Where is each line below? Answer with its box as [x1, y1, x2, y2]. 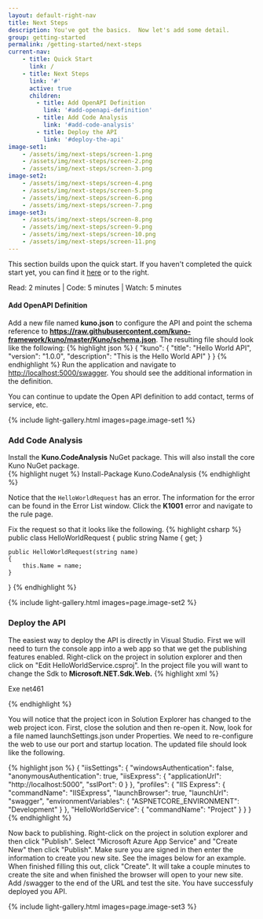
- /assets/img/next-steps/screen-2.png [22, 158, 153, 166]
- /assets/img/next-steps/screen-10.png [22, 231, 156, 239]
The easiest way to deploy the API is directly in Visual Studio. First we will [8, 635, 246, 644]
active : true [28, 84, 72, 93]
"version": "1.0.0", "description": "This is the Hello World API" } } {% [8, 351, 228, 361]
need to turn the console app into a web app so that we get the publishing [8, 644, 247, 653]
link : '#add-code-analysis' [42, 121, 135, 129]
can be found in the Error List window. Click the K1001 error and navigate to [8, 501, 254, 511]
